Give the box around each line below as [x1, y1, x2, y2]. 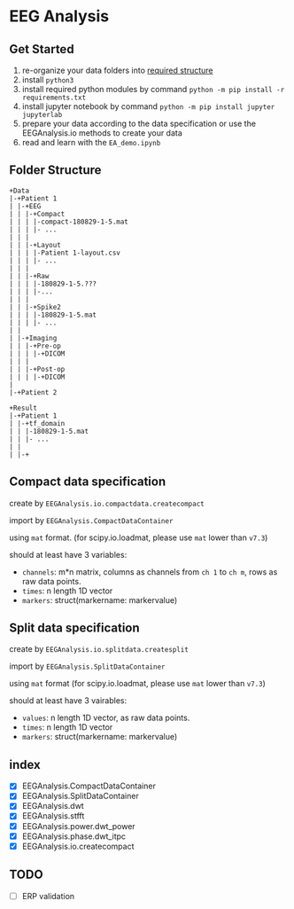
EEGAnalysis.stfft [21, 811, 85, 821]
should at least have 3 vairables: [9, 695, 128, 706]
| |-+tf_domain [9, 419, 66, 427]
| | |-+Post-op [9, 364, 66, 373]
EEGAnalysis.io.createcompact [21, 841, 135, 851]
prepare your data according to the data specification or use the [21, 118, 257, 129]
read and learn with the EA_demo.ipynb [21, 137, 161, 147]
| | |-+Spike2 [9, 302, 62, 311]
